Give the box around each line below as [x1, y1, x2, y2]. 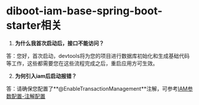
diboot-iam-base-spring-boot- [6, 4, 163, 18]
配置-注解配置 [11, 92, 46, 100]
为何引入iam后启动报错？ [14, 72, 77, 79]
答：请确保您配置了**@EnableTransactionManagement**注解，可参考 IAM [6, 85, 188, 92]
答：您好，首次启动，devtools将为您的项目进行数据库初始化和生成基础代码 [6, 52, 190, 59]
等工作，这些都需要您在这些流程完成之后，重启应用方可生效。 [6, 60, 158, 67]
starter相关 [6, 19, 62, 32]
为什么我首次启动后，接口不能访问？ [14, 39, 105, 47]
